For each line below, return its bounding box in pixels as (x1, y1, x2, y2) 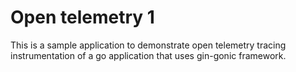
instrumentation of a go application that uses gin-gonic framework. (10, 49, 287, 61)
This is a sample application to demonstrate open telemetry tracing (10, 39, 287, 51)
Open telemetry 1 (10, 6, 155, 29)
